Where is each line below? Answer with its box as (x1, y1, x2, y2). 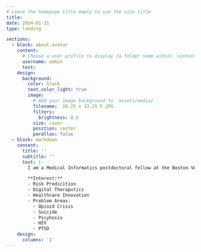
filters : (32, 109, 55, 115)
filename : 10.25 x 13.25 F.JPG (32, 103, 114, 109)
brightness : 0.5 (38, 115, 79, 121)
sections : (6, 37, 31, 43)
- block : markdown (11, 137, 58, 143)
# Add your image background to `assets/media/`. (32, 98, 160, 104)
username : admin (22, 58, 63, 65)
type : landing (6, 25, 42, 32)
